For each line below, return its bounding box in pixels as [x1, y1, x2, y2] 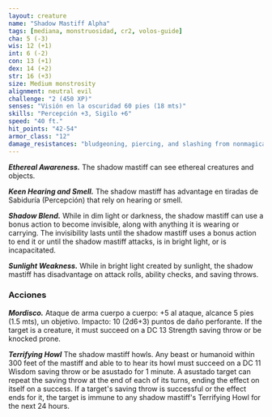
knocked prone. [8, 334, 61, 343]
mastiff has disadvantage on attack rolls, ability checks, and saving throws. [8, 269, 259, 279]
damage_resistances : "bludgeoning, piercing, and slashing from [8, 139, 230, 148]
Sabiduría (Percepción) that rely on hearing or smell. [8, 195, 183, 205]
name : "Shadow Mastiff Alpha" [8, 19, 111, 28]
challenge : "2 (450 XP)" [8, 95, 92, 103]
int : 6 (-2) [8, 49, 49, 57]
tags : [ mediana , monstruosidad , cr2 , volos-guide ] [8, 27, 183, 35]
